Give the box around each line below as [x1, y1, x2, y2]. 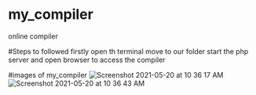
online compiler [8, 31, 59, 41]
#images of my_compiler [8, 70, 88, 79]
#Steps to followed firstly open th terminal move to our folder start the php [8, 46, 249, 56]
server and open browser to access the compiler [8, 55, 166, 64]
